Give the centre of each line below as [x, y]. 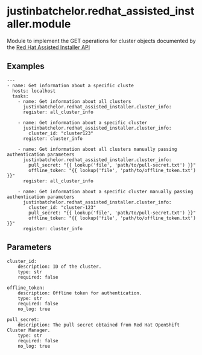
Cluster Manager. [29, 330]
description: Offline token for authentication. [80, 293]
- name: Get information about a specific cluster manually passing [106, 191]
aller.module [39, 24]
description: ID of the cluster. [60, 267]
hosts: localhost [34, 91]
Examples [26, 66]
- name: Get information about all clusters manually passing [97, 149]
